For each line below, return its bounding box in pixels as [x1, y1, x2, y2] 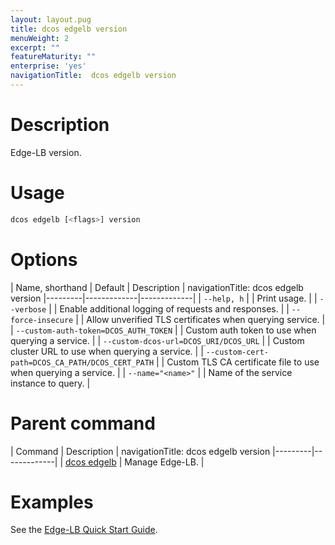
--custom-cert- [205, 347, 270, 357]
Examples [10, 491, 94, 513]
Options [10, 248, 78, 271]
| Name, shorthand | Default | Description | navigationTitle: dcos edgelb [10, 281, 304, 293]
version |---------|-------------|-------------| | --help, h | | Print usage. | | [10, 292, 318, 304]
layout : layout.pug [10, 14, 92, 25]
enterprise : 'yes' [10, 61, 87, 71]
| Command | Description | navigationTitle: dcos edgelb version [10, 445, 271, 457]
